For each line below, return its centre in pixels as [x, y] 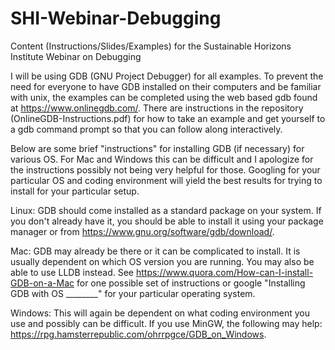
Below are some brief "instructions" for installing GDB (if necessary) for [157, 148]
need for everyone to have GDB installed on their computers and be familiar [166, 86]
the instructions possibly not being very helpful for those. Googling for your [165, 169]
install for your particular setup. [75, 191]
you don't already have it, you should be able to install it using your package [167, 221]
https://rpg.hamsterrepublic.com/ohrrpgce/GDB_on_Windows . [138, 334]
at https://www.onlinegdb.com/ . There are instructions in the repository [157, 108]
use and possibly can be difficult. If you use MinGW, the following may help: [166, 323]
